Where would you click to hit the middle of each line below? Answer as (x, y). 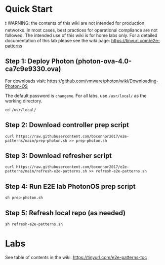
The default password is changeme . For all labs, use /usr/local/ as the (76, 96)
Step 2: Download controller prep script (67, 125)
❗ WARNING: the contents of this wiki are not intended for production (75, 23)
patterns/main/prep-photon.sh (36, 141)
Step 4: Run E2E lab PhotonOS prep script (70, 186)
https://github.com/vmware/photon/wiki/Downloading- (103, 81)
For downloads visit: (26, 81)
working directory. (24, 101)
